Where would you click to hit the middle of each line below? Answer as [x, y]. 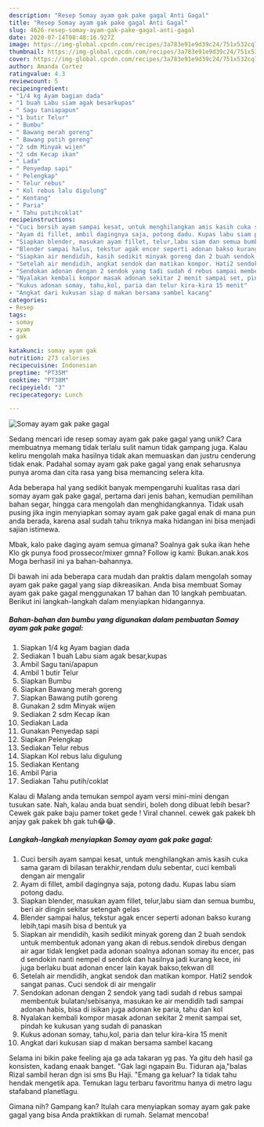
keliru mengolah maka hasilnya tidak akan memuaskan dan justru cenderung [132, 456]
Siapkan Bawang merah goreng [71, 690]
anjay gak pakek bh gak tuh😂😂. [62, 821]
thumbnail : [27, 52]
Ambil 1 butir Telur [49, 673]
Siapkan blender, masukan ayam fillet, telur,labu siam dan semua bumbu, [138, 901]
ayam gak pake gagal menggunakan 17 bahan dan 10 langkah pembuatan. [128, 593]
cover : [20, 60]
